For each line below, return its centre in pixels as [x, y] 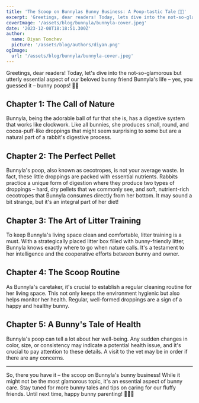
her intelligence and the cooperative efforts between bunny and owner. [93, 254]
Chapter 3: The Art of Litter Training [73, 221]
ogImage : [17, 51]
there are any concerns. [35, 358]
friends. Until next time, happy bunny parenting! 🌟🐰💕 [70, 393]
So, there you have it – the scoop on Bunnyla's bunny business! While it [93, 374]
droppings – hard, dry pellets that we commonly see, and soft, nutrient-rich [98, 189]
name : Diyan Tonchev [37, 39]
